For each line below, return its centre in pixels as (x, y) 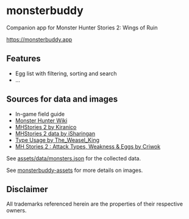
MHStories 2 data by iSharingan (55, 133)
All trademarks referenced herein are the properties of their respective (94, 204)
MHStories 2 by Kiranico (46, 127)
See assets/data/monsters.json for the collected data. (74, 158)
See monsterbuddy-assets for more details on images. (75, 170)
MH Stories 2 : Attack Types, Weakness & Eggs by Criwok (87, 146)
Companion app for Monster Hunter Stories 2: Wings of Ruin (82, 28)
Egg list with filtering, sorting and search (66, 73)
